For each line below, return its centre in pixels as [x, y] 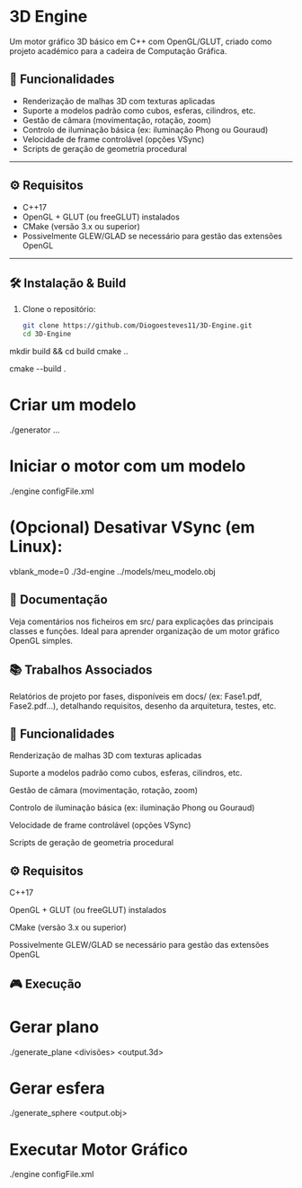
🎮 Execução [45, 983]
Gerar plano [54, 1027]
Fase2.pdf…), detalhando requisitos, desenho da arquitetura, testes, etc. [143, 706]
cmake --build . [38, 369]
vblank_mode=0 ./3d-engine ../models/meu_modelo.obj [112, 571]
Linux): [36, 547]
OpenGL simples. [41, 640]
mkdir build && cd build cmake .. [69, 352]
